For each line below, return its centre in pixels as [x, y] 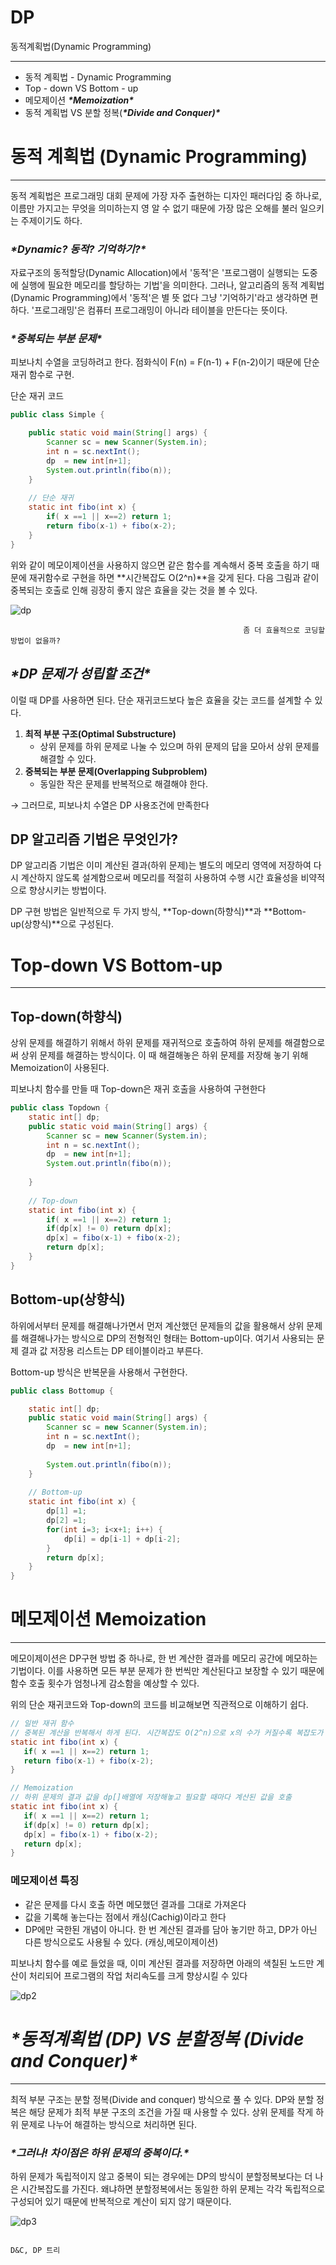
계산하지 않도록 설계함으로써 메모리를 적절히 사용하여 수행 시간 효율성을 [159, 878]
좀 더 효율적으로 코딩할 [284, 630]
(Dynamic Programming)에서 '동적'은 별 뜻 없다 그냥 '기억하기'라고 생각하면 [159, 298]
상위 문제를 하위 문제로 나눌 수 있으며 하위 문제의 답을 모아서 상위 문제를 [179, 746]
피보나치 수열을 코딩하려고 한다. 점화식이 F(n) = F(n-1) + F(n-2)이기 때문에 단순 [165, 362]
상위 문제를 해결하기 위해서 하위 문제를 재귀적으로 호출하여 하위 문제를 [146, 1043]
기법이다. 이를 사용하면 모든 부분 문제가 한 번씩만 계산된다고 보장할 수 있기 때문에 [167, 1671]
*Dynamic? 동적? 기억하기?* [78, 249]
